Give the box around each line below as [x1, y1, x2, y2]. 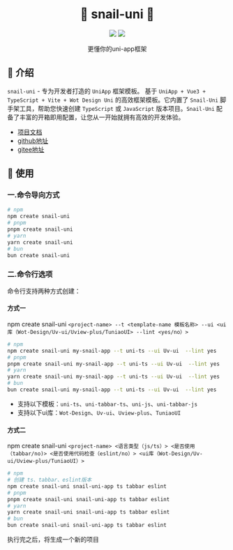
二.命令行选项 [7, 270, 53, 280]
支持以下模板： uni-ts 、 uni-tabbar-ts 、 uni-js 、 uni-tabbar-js [17, 399, 197, 408]
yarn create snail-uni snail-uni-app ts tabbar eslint [7, 509, 170, 516]
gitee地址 [17, 145, 45, 153]
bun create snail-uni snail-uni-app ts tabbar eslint [7, 522, 167, 529]
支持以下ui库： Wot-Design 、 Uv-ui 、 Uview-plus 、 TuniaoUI [17, 408, 181, 417]
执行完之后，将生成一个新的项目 [7, 535, 99, 544]
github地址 [17, 136, 49, 145]
